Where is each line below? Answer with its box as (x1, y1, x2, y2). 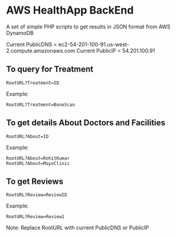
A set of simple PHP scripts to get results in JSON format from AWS (6, 23, 171, 30)
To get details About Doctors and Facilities (6, 118, 165, 128)
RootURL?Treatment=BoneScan (6, 102, 76, 108)
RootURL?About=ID (6, 134, 49, 139)
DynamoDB (6, 29, 34, 36)
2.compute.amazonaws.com (6, 47, 76, 54)
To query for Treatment (6, 64, 93, 74)
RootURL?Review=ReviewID (6, 192, 67, 198)
